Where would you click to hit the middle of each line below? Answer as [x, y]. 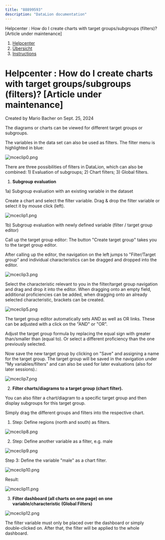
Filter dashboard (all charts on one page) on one [62, 499]
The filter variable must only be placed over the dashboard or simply [75, 523]
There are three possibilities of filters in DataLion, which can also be [74, 167]
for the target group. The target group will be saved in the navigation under [81, 359]
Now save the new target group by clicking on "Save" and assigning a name [82, 354]
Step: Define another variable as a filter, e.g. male [62, 442]
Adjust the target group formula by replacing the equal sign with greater [78, 334]
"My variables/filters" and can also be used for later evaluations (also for [79, 364]
